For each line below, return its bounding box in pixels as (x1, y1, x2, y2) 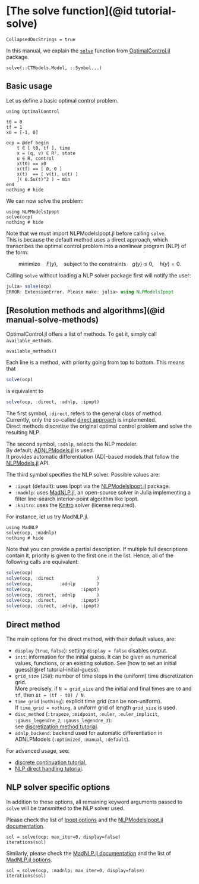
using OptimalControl (6, 109, 60, 115)
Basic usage (6, 81, 52, 91)
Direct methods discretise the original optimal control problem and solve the (6, 422, 192, 430)
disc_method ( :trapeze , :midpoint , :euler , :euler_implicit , (14, 710, 159, 717)
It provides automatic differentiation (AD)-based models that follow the (6, 453, 179, 460)
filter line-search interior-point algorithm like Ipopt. (14, 495, 139, 502)
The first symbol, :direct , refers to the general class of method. (6, 410, 163, 417)
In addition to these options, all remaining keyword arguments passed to (6, 798, 183, 805)
